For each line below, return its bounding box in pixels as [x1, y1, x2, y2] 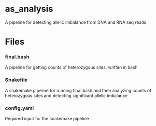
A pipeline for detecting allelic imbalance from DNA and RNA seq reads [5, 19, 146, 25]
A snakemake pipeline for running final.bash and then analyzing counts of [5, 87, 152, 93]
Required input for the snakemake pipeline [5, 116, 89, 122]
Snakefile [5, 76, 28, 83]
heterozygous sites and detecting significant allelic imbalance [5, 93, 128, 98]
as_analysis [5, 3, 53, 14]
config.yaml [5, 105, 34, 112]
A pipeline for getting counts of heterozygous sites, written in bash [5, 64, 138, 70]
